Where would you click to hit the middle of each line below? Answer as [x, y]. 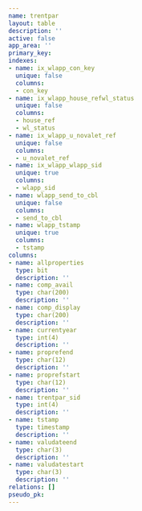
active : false [32, 38]
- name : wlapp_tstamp [45, 225]
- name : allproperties [46, 262]
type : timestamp [43, 427]
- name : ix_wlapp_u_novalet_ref [62, 135]
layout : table [32, 23]
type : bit [32, 270]
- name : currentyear [43, 330]
